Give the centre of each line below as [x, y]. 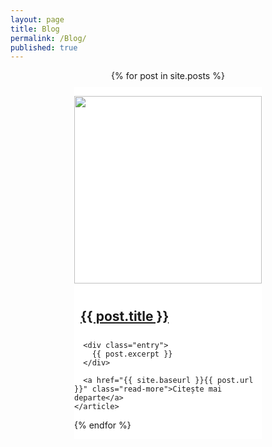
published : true [44, 47]
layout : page [37, 19]
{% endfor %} [103, 425]
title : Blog [35, 29]
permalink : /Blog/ [48, 38]
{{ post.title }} [125, 316]
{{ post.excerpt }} [132, 354]
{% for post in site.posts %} [168, 76]
